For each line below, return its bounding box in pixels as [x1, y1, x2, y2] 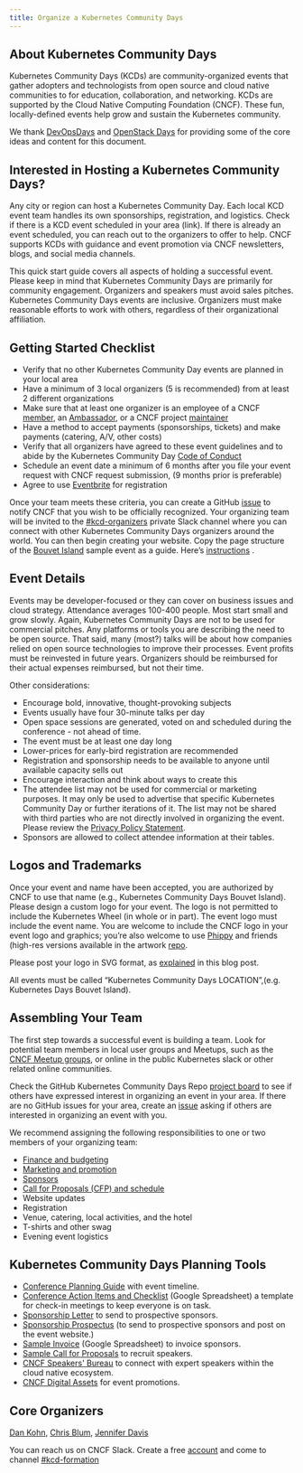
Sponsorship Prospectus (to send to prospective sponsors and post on [22, 1319, 286, 1330]
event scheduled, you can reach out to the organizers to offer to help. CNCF [9, 230, 292, 240]
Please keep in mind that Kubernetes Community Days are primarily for [9, 276, 273, 286]
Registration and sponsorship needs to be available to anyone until [22, 755, 271, 765]
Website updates [22, 1192, 86, 1203]
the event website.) [22, 1329, 95, 1340]
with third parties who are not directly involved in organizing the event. [22, 812, 285, 823]
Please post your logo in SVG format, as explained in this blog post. [9, 957, 260, 968]
